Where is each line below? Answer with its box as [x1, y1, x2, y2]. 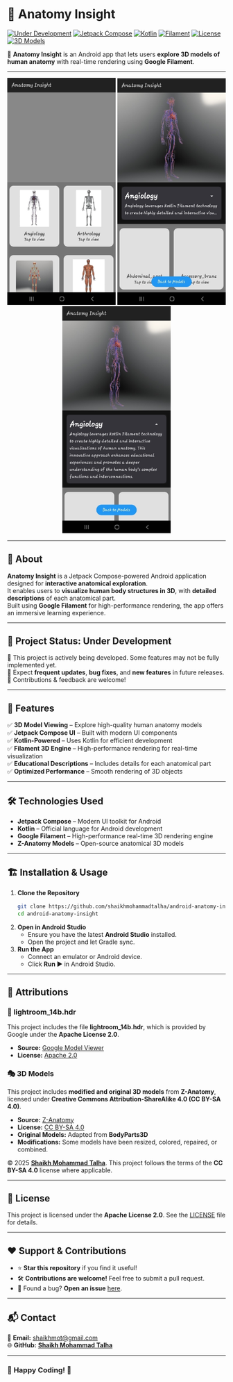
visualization [7, 752, 43, 760]
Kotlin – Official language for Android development [17, 824, 163, 833]
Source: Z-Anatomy [17, 1115, 74, 1124]
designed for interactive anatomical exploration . [7, 579, 148, 588]
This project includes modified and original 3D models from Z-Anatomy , [7, 1087, 216, 1096]
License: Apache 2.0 [17, 1051, 78, 1060]
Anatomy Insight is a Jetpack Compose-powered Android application [7, 572, 207, 580]
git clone [17, 903, 46, 910]
